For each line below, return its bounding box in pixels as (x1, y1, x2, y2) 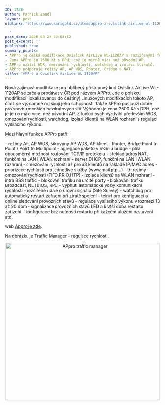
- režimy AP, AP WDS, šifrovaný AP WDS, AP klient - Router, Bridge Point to (5, 141, 158, 146)
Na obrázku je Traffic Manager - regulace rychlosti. (5, 233, 109, 239)
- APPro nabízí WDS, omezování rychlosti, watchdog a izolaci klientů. (5, 62, 155, 67)
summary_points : (5, 48, 38, 53)
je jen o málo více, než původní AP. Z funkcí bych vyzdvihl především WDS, (5, 111, 158, 116)
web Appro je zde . (5, 223, 42, 229)
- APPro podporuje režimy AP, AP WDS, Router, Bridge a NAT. (5, 67, 133, 72)
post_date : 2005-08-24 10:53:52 (5, 35, 71, 39)
